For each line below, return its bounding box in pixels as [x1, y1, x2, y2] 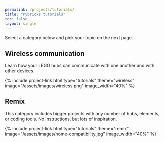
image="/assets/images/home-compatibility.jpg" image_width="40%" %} [5, 131, 156, 137]
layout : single [5, 21, 37, 26]
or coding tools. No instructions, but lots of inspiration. [5, 116, 117, 122]
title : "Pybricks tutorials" [5, 12, 66, 17]
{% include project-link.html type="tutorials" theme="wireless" [5, 78, 135, 84]
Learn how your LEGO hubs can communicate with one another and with [5, 63, 155, 69]
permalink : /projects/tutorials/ [5, 7, 75, 12]
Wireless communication [5, 49, 85, 58]
